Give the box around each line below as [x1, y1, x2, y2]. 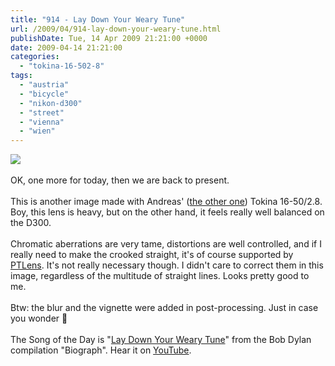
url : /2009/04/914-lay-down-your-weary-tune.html [10, 24, 222, 34]
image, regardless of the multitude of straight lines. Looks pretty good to [10, 270, 310, 282]
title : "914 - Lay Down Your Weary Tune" [10, 14, 186, 25]
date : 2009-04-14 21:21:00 [10, 42, 123, 53]
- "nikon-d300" [19, 98, 83, 108]
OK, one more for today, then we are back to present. [10, 174, 230, 186]
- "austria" [19, 80, 70, 90]
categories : [10, 52, 60, 62]
